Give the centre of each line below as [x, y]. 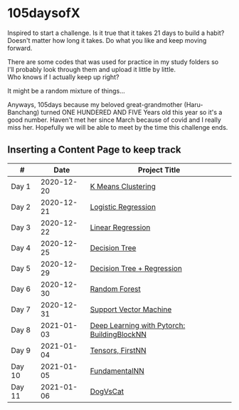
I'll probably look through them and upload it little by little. [92, 69]
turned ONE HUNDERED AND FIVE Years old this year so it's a [132, 112]
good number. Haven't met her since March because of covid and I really [115, 120]
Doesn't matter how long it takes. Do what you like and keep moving [107, 40]
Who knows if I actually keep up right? [63, 77]
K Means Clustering [123, 186]
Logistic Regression [123, 207]
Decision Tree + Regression [136, 268]
